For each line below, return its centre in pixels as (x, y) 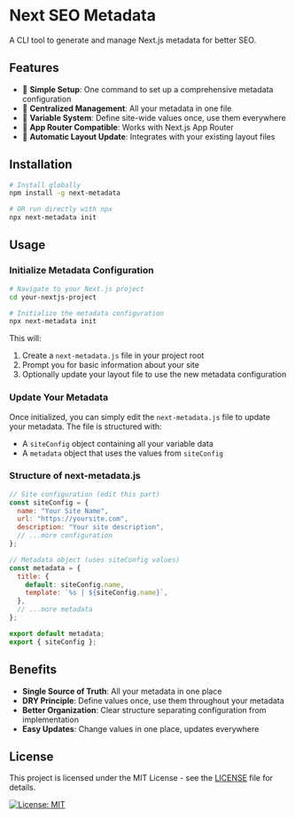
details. (23, 788)
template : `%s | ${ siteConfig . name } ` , (97, 593)
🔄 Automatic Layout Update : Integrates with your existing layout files (148, 136)
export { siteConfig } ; (53, 642)
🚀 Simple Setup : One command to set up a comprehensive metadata (147, 89)
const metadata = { (45, 568)
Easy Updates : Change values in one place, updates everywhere (140, 728)
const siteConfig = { (49, 503)
